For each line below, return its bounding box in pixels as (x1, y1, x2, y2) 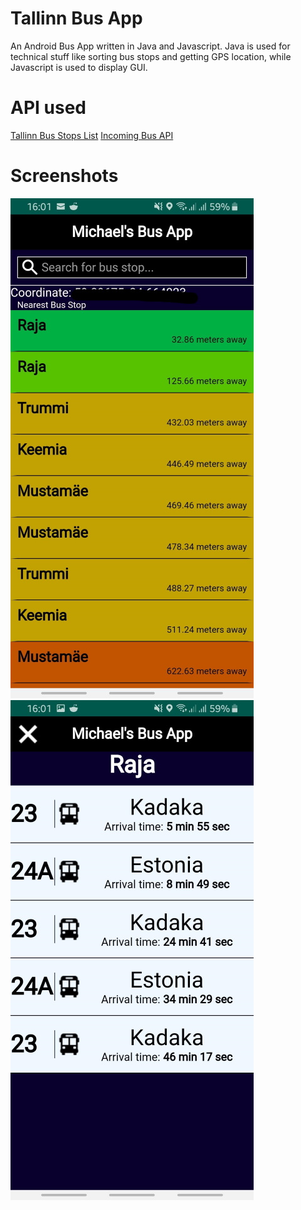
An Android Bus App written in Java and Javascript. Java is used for (10, 40, 291, 52)
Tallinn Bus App (10, 7, 143, 30)
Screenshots (10, 165, 119, 187)
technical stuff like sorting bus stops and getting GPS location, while (10, 50, 292, 62)
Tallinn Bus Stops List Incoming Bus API (10, 129, 174, 141)
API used (10, 97, 87, 119)
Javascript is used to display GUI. (10, 61, 148, 73)
